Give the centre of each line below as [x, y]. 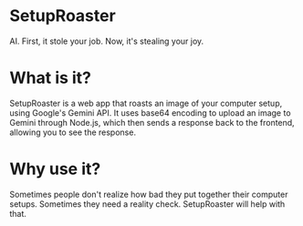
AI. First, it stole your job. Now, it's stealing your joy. [107, 41]
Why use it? [55, 169]
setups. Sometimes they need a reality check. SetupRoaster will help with [147, 204]
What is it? [51, 78]
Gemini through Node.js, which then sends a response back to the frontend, [152, 122]
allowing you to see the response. [73, 132]
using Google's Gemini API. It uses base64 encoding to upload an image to [150, 113]
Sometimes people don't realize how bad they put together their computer [149, 194]
